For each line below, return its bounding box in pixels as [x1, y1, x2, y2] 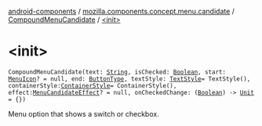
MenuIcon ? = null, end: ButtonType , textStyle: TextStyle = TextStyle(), [8, 74, 251, 83]
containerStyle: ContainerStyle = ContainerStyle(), [8, 81, 177, 89]
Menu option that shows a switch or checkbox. [8, 109, 159, 118]
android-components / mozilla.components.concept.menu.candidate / [8, 7, 235, 16]
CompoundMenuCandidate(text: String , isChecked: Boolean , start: [8, 68, 226, 76]
